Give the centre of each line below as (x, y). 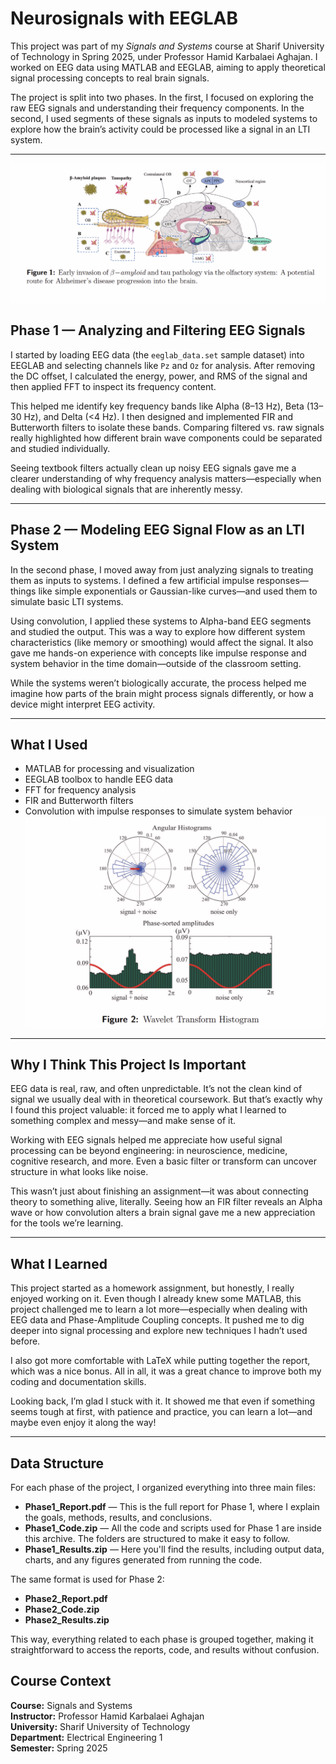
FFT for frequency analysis (80, 790)
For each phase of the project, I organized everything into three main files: (163, 1487)
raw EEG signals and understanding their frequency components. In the (157, 108)
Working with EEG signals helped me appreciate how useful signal (146, 1140)
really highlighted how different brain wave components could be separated (166, 438)
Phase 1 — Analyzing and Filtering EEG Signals (158, 330)
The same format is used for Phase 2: (87, 1579)
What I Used (49, 744)
